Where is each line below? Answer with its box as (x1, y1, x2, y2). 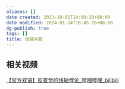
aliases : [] (6, 8, 36, 15)
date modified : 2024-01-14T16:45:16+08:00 (6, 20, 113, 26)
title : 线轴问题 (6, 36, 43, 42)
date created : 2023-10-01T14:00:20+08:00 (6, 14, 111, 20)
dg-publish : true (6, 25, 49, 31)
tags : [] (6, 31, 28, 37)
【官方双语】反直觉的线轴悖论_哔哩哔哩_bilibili (6, 77, 119, 84)
